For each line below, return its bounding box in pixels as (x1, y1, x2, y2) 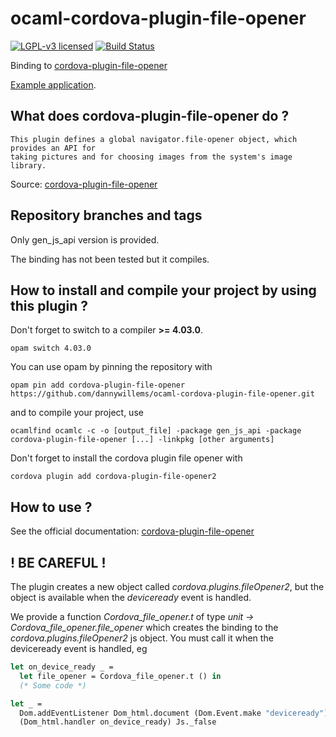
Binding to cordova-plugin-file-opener (10, 59, 168, 71)
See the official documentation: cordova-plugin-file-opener (10, 525, 255, 537)
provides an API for (10, 143, 97, 153)
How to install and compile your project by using (10, 282, 317, 299)
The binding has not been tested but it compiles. (10, 253, 210, 265)
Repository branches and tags (10, 207, 203, 224)
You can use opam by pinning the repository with (10, 361, 213, 373)
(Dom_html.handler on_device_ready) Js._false (19, 717, 217, 727)
